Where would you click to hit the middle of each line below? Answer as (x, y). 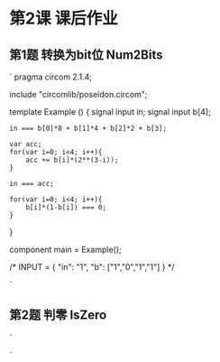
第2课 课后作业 (64, 19)
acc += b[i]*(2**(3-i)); (72, 160)
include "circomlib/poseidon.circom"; (78, 94)
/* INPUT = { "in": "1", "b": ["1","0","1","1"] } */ (92, 267)
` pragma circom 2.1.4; (51, 77)
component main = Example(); (65, 250)
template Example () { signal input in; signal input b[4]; (110, 112)
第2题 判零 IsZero (58, 316)
